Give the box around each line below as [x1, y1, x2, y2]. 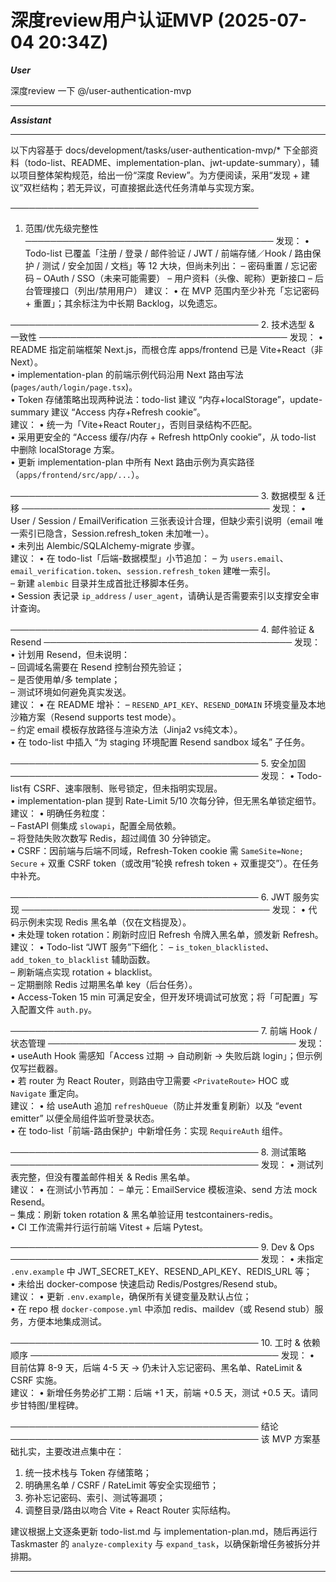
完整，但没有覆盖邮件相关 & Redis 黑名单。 [18, 1171, 196, 1183]
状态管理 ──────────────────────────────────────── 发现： [10, 1037, 325, 1049]
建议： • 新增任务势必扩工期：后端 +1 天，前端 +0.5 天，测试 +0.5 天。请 [10, 1386, 310, 1398]
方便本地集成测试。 [27, 1315, 107, 1327]
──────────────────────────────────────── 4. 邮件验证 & [10, 623, 315, 635]
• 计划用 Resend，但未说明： [10, 648, 131, 660]
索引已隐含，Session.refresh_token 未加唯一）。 [18, 527, 215, 539]
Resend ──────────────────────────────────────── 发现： [10, 636, 321, 648]
